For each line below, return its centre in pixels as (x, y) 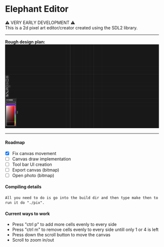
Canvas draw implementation (41, 159)
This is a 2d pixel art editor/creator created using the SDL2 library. (72, 27)
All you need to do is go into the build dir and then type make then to (82, 198)
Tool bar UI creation (32, 164)
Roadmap (15, 142)
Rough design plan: (25, 42)
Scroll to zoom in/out (33, 240)
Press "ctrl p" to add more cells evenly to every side (64, 225)
